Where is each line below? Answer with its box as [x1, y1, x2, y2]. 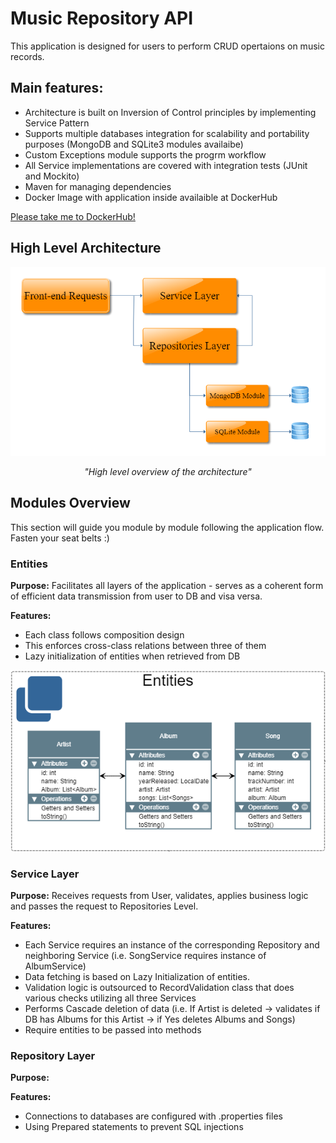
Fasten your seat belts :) [10, 532, 110, 544]
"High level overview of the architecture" [84, 465, 252, 477]
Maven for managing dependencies [24, 180, 172, 192]
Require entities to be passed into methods [24, 1023, 202, 1036]
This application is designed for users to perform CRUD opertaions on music [10, 40, 325, 52]
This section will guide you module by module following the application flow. [10, 521, 325, 533]
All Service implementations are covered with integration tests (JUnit [24, 159, 308, 171]
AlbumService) [24, 960, 87, 972]
